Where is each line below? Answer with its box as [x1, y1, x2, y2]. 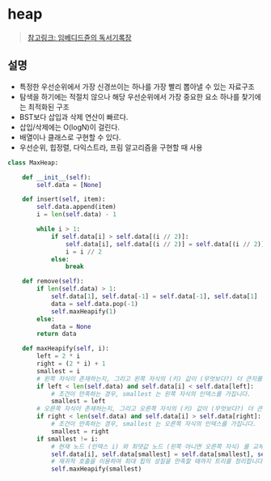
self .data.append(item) [36, 203, 116, 211]
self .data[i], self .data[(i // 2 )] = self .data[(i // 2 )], [65, 240, 269, 248]
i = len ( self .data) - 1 [36, 211, 116, 219]
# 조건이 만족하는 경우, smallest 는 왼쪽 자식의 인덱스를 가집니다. [50, 389, 252, 398]
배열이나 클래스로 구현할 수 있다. [19, 132, 121, 142]
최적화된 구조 [28, 102, 70, 112]
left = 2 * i [36, 352, 81, 360]
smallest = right [50, 427, 110, 436]
